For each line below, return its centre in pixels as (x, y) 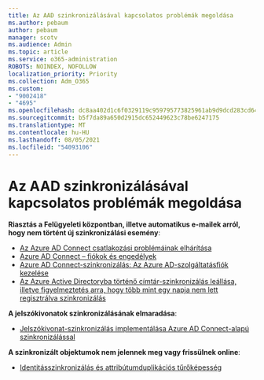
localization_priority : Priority (63, 74)
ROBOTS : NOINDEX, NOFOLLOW (52, 67)
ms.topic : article (38, 52)
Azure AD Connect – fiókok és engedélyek (88, 256)
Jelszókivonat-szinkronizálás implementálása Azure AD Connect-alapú (134, 329)
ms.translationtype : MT (47, 125)
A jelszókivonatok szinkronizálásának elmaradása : (93, 314)
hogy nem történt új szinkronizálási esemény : (84, 233)
